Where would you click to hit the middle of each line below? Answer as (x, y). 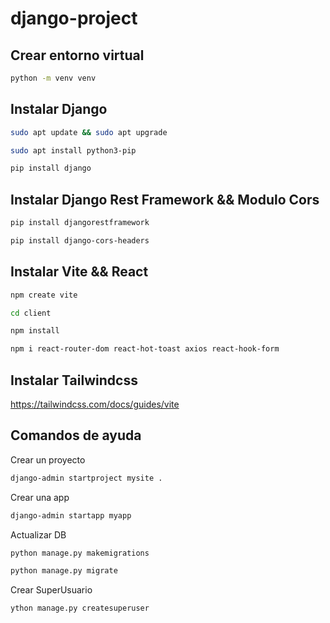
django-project (74, 18)
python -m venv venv (53, 78)
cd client (31, 313)
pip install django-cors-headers (80, 241)
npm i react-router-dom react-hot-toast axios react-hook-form (145, 349)
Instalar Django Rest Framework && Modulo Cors (165, 199)
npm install (35, 331)
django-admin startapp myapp (71, 515)
